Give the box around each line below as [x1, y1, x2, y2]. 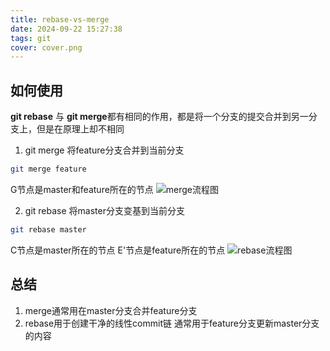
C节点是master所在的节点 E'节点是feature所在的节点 [10, 244, 226, 256]
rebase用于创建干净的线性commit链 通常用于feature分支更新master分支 [24, 317, 320, 329]
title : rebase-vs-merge [10, 14, 110, 25]
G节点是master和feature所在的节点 [10, 183, 154, 195]
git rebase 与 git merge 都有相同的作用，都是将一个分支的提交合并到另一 [10, 111, 309, 123]
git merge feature [10, 164, 87, 175]
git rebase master [10, 224, 87, 235]
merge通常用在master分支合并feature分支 [24, 304, 198, 316]
